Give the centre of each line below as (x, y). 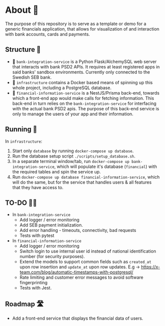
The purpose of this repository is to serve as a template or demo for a (76, 24)
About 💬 (22, 10)
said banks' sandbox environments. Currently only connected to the (81, 72)
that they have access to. (38, 187)
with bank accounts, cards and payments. (48, 34)
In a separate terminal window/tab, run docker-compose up (71, 161)
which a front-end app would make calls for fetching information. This (83, 98)
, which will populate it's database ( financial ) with (106, 166)
